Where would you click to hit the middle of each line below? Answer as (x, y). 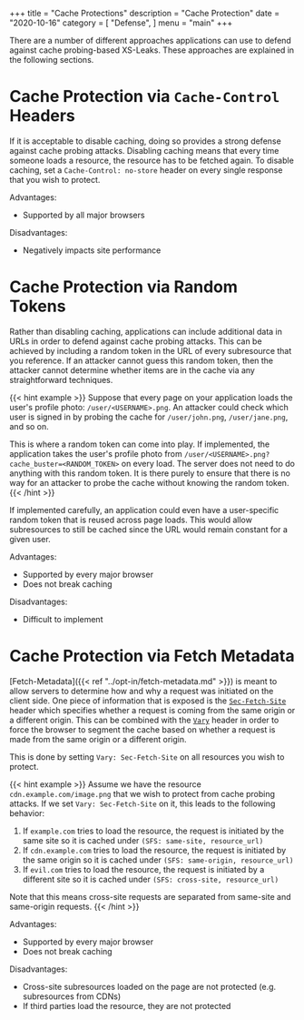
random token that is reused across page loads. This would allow (131, 520)
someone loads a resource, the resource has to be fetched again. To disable (152, 160)
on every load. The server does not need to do (208, 463)
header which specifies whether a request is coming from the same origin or (152, 710)
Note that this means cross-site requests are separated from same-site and (150, 896)
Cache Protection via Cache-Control (144, 97)
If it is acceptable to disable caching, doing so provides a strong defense (145, 141)
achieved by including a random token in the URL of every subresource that (151, 350)
